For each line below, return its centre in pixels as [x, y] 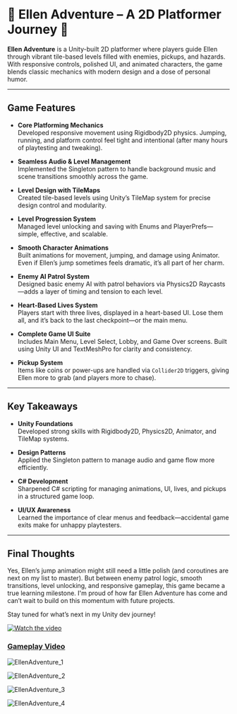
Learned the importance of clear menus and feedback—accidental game [123, 517]
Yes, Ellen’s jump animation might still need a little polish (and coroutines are [118, 571]
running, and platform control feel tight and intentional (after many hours [122, 140]
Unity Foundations [45, 423]
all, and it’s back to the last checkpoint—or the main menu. [103, 320]
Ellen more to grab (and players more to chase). [87, 377]
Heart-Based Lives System [57, 305]
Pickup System [40, 362]
